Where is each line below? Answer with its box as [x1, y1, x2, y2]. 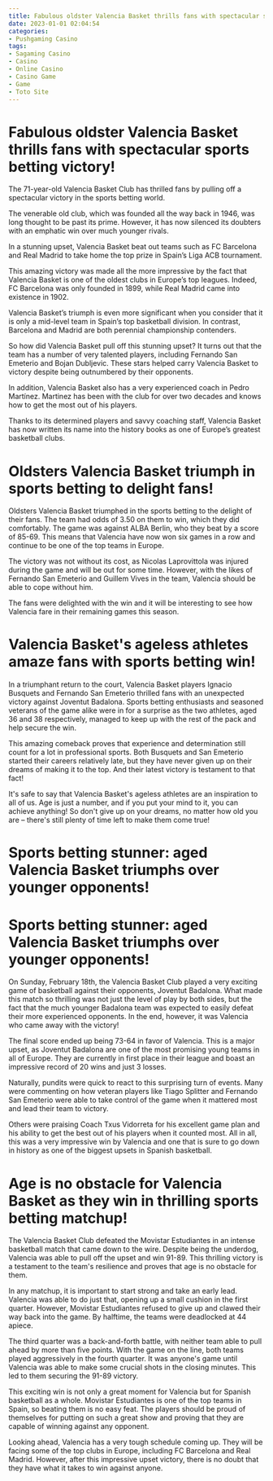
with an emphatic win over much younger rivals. [8, 226, 169, 236]
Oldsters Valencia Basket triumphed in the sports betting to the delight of [8, 506, 253, 516]
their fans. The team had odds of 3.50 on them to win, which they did [8, 515, 240, 525]
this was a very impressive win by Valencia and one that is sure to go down [8, 1137, 260, 1147]
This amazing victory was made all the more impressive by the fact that [8, 266, 248, 276]
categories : [8, 27, 49, 35]
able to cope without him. [8, 582, 93, 592]
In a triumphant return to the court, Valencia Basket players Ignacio [8, 679, 232, 689]
